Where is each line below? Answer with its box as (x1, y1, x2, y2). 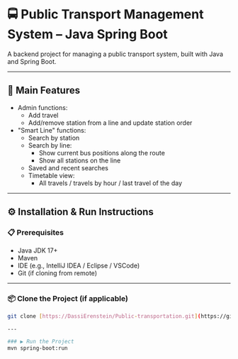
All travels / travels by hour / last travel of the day (38, 179, 183, 187)
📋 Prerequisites (7, 228, 64, 238)
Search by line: (28, 140, 72, 150)
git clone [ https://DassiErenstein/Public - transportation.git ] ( (7, 312, 201, 320)
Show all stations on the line (38, 156, 121, 165)
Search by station (28, 133, 80, 142)
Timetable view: (28, 171, 75, 179)
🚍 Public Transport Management (7, 6, 204, 23)
